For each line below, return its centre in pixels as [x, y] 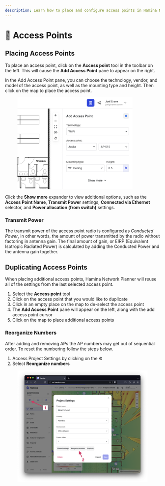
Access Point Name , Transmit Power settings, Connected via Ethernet [78, 202]
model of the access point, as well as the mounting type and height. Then [79, 85]
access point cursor [32, 315]
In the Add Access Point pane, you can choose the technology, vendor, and [81, 80]
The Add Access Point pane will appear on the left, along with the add [83, 309]
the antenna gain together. [32, 252]
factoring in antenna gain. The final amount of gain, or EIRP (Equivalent [77, 242]
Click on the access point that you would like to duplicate [70, 299]
